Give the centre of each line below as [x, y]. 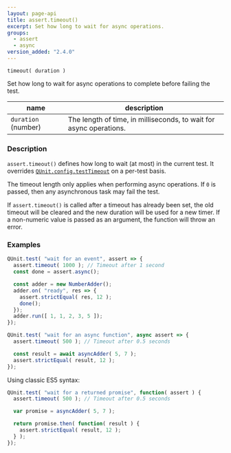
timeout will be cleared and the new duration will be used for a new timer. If [113, 212]
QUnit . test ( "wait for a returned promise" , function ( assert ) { [104, 392]
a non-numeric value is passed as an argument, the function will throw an [111, 220]
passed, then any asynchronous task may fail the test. [84, 192]
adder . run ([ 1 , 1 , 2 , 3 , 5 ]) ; [58, 316]
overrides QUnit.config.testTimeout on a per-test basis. [87, 171]
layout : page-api [32, 13]
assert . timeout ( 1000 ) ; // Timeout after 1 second [89, 266]
